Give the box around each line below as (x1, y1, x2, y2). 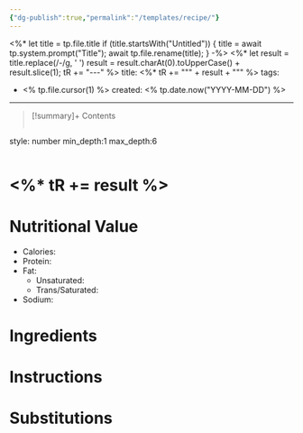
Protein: (22, 255, 52, 266)
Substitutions (9, 408, 113, 428)
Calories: (22, 245, 57, 257)
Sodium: (22, 294, 54, 305)
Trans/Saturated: (35, 284, 99, 295)
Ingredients (9, 326, 97, 345)
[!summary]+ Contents (31, 110, 116, 121)
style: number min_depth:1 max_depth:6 (9, 135, 158, 146)
